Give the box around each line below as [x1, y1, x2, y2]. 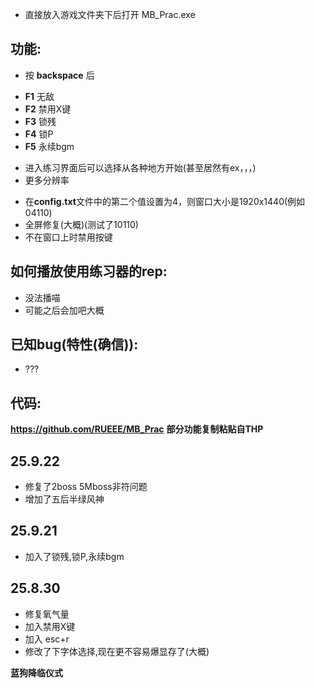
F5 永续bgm [24, 140, 75, 152]
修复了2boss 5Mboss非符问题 [24, 481, 148, 493]
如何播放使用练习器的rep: [10, 263, 168, 280]
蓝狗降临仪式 [10, 666, 63, 678]
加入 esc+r [24, 633, 70, 645]
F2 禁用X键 [24, 103, 72, 115]
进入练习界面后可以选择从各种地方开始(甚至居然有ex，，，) [24, 161, 257, 173]
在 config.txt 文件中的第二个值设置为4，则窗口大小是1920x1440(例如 [24, 195, 306, 207]
